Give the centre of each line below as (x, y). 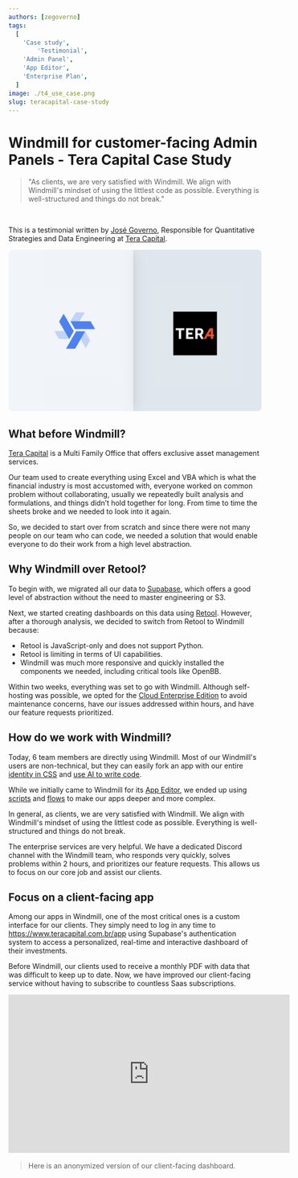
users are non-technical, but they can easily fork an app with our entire (126, 765)
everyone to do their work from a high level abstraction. (100, 544)
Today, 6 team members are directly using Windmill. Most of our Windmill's (133, 757)
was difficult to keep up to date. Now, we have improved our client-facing (130, 975)
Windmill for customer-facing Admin (133, 143)
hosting (21, 695)
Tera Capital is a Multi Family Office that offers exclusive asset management (134, 454)
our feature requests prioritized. (61, 712)
